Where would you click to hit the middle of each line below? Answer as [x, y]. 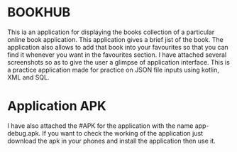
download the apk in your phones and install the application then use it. [112, 141]
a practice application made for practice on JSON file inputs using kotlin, [114, 70]
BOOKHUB [39, 12]
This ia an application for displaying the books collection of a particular [111, 32]
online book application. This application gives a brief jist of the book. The [115, 39]
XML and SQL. [28, 77]
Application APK [57, 106]
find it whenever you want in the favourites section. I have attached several [117, 55]
